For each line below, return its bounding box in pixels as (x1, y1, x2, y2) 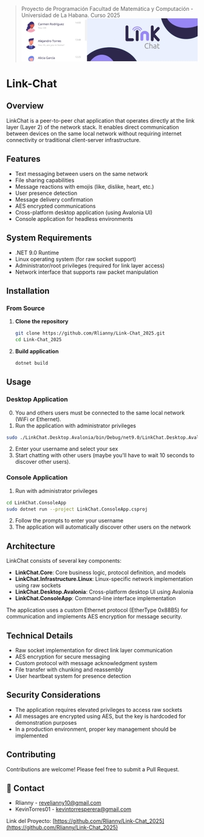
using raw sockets (15, 582, 61, 589)
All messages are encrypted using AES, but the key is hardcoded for (15, 713, 186, 720)
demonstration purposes (15, 719, 77, 726)
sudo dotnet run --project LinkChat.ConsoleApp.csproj (6, 506, 148, 512)
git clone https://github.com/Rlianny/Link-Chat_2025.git (15, 330, 165, 336)
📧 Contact (6, 783, 45, 794)
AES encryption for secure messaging (15, 653, 110, 660)
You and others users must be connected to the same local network (15, 409, 185, 416)
